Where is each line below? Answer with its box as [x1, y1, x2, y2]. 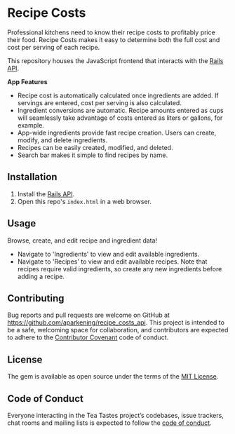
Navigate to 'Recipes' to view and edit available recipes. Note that [17, 257, 208, 266]
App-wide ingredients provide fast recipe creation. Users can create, [17, 128, 217, 137]
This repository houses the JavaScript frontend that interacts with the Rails [7, 56, 224, 65]
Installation [7, 171, 58, 183]
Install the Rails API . [17, 189, 75, 198]
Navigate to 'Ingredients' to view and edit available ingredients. [17, 250, 200, 258]
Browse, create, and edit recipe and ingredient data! [7, 236, 158, 245]
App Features [7, 77, 48, 86]
